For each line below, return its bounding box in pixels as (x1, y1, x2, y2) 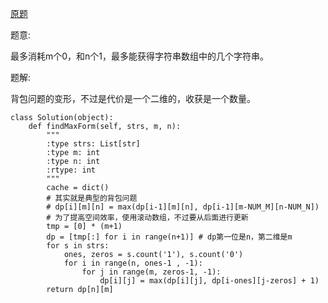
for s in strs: (46, 241, 110, 251)
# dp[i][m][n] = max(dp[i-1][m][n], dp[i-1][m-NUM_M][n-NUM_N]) (46, 202, 320, 212)
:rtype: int (46, 165, 97, 175)
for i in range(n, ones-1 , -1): (63, 258, 203, 268)
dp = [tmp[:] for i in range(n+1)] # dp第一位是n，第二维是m (46, 232, 293, 242)
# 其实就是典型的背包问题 (46, 193, 138, 203)
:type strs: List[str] (46, 139, 141, 149)
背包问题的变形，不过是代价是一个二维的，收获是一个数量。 (10, 93, 256, 104)
